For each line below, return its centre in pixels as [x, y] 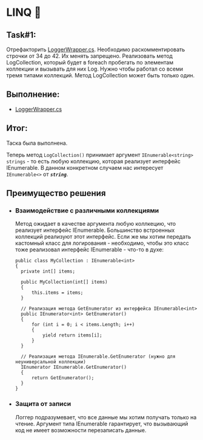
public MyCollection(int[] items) [64, 282]
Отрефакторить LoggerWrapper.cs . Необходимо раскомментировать [96, 49]
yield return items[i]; [72, 335]
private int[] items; [48, 271]
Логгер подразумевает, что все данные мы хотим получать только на [106, 417]
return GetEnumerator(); [63, 378]
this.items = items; [57, 293]
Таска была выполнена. [37, 143]
